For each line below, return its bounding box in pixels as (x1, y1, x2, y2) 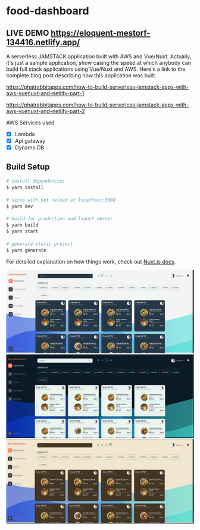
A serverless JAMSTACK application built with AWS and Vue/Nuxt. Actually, (6, 53, 192, 60)
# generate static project (6, 241, 73, 247)
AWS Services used (6, 119, 55, 126)
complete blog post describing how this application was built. (6, 72, 157, 79)
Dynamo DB (14, 144, 45, 151)
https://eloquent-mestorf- (50, 28, 151, 38)
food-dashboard (6, 4, 89, 18)
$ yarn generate (6, 247, 46, 253)
